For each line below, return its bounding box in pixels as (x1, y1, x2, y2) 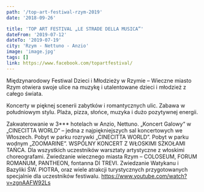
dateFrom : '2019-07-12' (6, 31, 67, 37)
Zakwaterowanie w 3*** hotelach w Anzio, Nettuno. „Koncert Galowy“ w (6, 120, 192, 128)
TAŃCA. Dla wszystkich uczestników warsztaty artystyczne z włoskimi (6, 146, 185, 153)
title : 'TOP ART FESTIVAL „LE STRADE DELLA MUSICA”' (6, 26, 144, 32)
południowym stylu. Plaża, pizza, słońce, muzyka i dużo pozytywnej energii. (6, 108, 198, 115)
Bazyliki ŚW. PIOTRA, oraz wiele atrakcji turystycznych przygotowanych (6, 166, 188, 173)
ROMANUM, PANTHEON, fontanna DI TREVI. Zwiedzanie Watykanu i (6, 159, 179, 166)
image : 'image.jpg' (6, 48, 56, 55)
